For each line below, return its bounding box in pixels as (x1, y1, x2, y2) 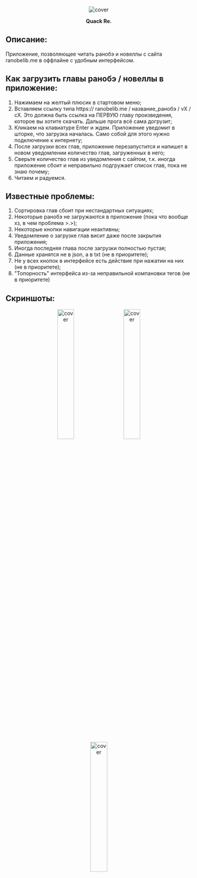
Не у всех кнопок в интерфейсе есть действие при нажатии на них (14, 257, 184, 264)
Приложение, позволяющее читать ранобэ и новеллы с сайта (5, 50, 163, 57)
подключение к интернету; (14, 136, 83, 144)
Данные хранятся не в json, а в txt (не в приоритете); (14, 251, 149, 258)
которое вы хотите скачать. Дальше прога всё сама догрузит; (14, 118, 172, 125)
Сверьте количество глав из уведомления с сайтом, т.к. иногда (14, 155, 176, 162)
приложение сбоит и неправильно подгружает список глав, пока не (14, 162, 188, 169)
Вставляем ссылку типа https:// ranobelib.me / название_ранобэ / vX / (14, 105, 191, 112)
